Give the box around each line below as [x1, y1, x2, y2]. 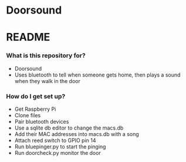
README [6, 31, 50, 44]
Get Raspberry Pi [14, 105, 56, 113]
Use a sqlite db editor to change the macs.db [14, 124, 124, 131]
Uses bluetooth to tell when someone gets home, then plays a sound [14, 71, 181, 78]
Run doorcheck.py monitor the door [14, 149, 101, 156]
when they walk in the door [14, 77, 80, 84]
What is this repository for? [6, 51, 86, 59]
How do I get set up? [6, 92, 66, 100]
